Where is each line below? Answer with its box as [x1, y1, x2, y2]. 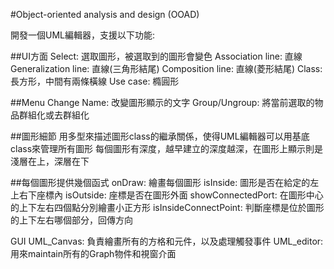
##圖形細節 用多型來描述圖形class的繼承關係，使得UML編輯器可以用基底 [10, 130, 310, 142]
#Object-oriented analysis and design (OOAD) [10, 9, 200, 20]
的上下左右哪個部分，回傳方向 [10, 214, 133, 226]
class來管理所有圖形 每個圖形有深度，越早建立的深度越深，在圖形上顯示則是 [10, 143, 323, 154]
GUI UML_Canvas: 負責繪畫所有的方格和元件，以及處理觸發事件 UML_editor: [10, 235, 324, 247]
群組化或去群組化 [18, 109, 90, 121]
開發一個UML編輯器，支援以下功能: [10, 29, 156, 41]
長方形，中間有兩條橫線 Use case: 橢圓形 [10, 75, 180, 87]
